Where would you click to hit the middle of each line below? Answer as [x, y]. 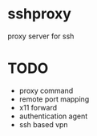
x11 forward [38, 107]
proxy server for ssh [41, 36]
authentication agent [53, 116]
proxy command [46, 90]
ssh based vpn [44, 124]
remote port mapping [54, 99]
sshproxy [39, 14]
